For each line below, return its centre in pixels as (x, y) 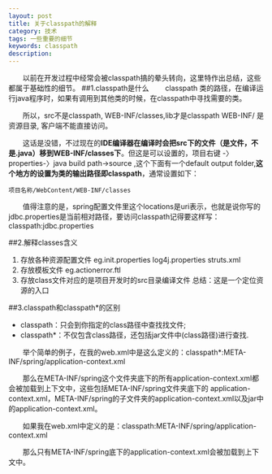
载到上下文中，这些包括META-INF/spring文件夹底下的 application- (140, 388)
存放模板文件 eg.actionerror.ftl (71, 270)
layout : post (30, 16)
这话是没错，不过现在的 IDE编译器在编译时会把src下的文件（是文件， (137, 143)
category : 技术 (33, 31)
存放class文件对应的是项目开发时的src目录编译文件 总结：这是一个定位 (138, 280)
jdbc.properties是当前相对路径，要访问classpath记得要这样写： (114, 217)
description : (30, 54)
